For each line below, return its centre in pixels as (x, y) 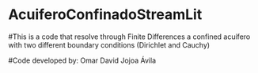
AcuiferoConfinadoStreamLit (105, 15)
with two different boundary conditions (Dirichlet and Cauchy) (109, 44)
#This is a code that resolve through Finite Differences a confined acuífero (129, 36)
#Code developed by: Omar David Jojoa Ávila (82, 60)
